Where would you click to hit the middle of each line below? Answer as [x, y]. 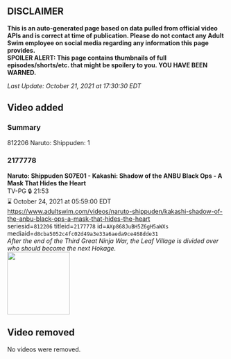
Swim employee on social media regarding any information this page [108, 43]
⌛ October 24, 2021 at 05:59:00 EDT [59, 201]
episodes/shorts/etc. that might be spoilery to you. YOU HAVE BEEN [108, 65]
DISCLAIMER [35, 11]
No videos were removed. [44, 349]
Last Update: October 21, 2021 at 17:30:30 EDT [74, 85]
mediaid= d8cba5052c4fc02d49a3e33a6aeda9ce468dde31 [83, 233]
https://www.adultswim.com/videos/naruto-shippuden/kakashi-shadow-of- [115, 211]
